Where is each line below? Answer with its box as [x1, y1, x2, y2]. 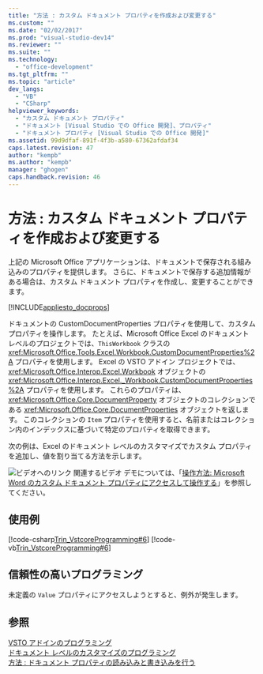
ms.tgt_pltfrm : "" [8, 70, 69, 78]
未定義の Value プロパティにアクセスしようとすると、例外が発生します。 [8, 590, 242, 600]
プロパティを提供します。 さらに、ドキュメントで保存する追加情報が [28, 266, 251, 277]
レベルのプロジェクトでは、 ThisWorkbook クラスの [8, 338, 171, 348]
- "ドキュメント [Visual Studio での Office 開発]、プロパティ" [15, 122, 212, 130]
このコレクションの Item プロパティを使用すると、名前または [23, 414, 221, 424]
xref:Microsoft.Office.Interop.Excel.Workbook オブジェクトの [8, 367, 206, 376]
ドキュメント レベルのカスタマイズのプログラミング [8, 648, 176, 657]
